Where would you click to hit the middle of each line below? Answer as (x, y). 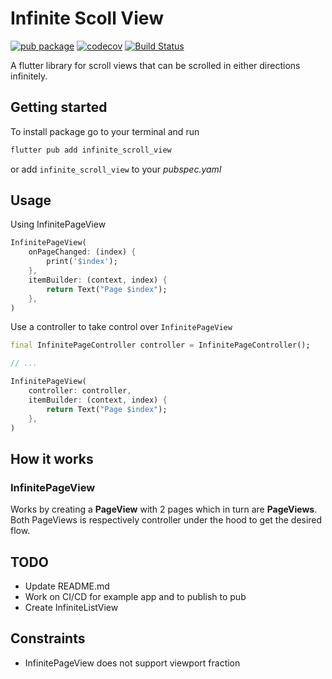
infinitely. (29, 76)
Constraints (48, 638)
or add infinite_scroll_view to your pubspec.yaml (116, 169)
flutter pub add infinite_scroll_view (91, 150)
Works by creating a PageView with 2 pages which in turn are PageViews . (164, 509)
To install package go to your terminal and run (105, 131)
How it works (52, 458)
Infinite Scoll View (87, 18)
